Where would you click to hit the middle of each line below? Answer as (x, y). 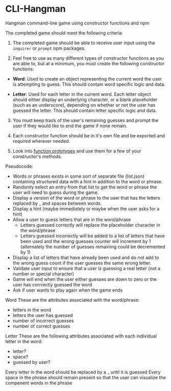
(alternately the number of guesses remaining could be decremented (93, 247)
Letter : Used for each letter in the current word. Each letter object (82, 94)
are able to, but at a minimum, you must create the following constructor (89, 63)
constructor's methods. (37, 156)
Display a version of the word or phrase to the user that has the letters (86, 198)
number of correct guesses (41, 326)
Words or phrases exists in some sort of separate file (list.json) (79, 176)
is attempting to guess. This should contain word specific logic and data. (89, 84)
